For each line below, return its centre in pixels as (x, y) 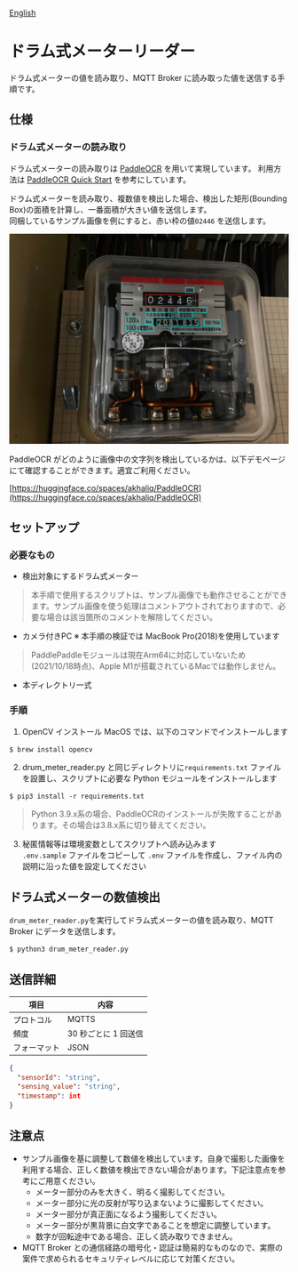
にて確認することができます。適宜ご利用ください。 (102, 470)
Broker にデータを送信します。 (65, 931)
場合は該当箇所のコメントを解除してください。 (132, 617)
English (23, 13)
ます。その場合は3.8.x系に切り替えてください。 (125, 825)
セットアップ (44, 528)
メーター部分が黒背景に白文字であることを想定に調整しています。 (155, 1225)
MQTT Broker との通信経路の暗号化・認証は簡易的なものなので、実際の (153, 1247)
